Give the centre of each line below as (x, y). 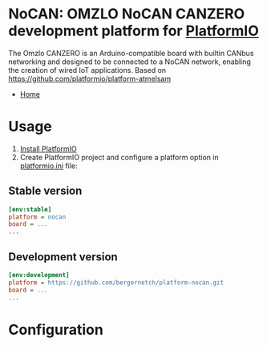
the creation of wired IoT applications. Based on (87, 70)
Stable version (45, 191)
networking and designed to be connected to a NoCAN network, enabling (129, 62)
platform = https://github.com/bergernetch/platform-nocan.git (116, 282)
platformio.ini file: (49, 166)
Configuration (56, 330)
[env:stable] (30, 209)
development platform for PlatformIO (133, 31)
